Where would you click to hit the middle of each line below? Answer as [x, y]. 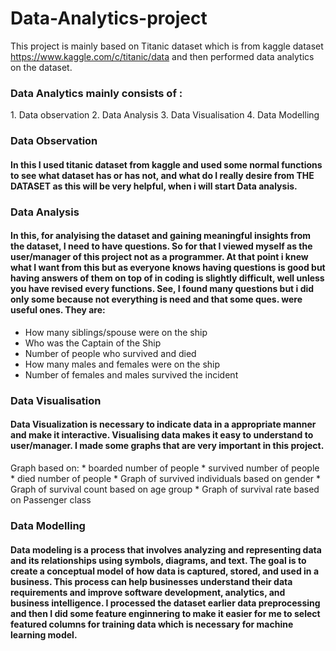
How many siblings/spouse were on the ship [116, 332]
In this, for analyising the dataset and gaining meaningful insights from [161, 236]
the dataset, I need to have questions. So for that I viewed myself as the [161, 246]
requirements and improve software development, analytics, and [148, 592]
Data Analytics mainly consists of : [96, 93]
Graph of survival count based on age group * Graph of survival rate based [165, 489]
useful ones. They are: [58, 310]
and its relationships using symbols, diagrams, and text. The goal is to [158, 560]
